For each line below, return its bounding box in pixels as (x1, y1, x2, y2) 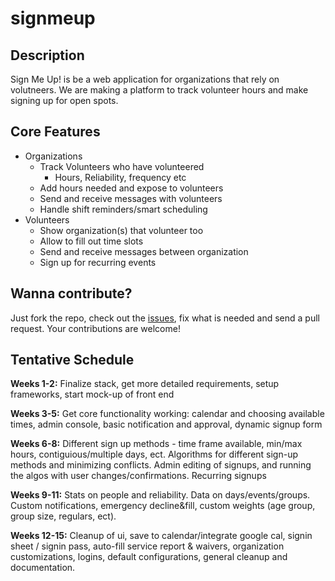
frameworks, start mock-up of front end (10, 388, 175, 401)
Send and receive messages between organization (39, 245, 249, 257)
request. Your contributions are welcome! (10, 322, 181, 334)
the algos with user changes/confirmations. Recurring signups (10, 470, 267, 482)
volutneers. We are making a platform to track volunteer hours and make (10, 84, 309, 96)
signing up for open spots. (10, 95, 119, 106)
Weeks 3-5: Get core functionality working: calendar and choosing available (10, 408, 325, 420)
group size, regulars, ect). (10, 510, 117, 522)
